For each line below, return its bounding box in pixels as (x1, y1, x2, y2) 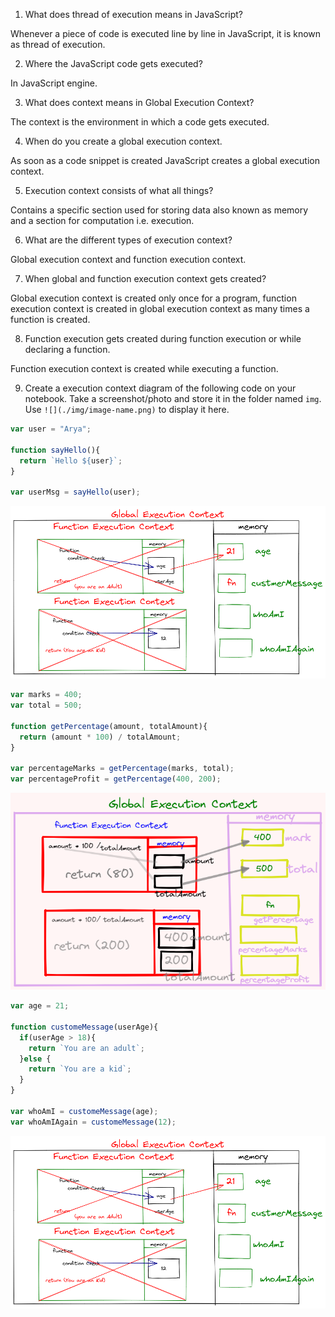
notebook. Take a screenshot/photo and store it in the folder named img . (24, 393, 322, 404)
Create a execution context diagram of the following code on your (24, 382, 297, 394)
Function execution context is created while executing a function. (10, 363, 279, 374)
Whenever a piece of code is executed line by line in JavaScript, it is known (10, 28, 322, 39)
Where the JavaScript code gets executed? (24, 58, 203, 69)
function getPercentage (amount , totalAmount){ (10, 721, 208, 731)
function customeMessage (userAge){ (10, 1022, 159, 1032)
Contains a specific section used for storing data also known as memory (10, 204, 309, 216)
